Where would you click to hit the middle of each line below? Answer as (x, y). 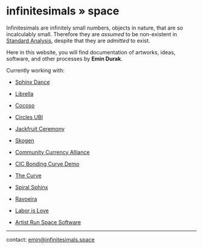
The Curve (28, 175)
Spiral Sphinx (31, 187)
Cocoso (25, 105)
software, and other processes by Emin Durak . (64, 58)
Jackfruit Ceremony (40, 128)
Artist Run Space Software (48, 222)
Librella (24, 93)
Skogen (24, 140)
